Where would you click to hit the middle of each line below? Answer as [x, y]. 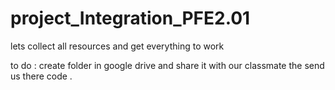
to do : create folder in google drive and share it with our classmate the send [167, 65]
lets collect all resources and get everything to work [117, 46]
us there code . [41, 76]
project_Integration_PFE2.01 [130, 18]
